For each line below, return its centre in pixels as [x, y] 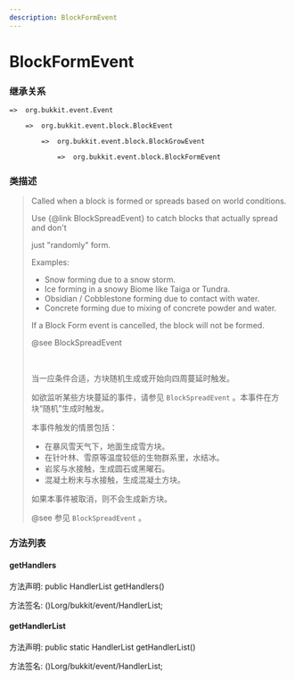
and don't [49, 228]
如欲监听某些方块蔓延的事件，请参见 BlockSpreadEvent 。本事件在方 [155, 397]
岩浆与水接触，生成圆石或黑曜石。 [107, 469]
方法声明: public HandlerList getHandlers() [87, 586]
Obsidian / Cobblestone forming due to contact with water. [152, 299]
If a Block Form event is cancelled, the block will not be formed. [147, 326]
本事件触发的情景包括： [74, 427]
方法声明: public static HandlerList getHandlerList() [102, 647]
